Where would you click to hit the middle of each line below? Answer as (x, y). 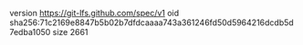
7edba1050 (30, 32)
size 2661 (70, 32)
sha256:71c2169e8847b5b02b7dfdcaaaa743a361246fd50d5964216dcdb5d (151, 22)
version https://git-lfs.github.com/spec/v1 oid (94, 13)
